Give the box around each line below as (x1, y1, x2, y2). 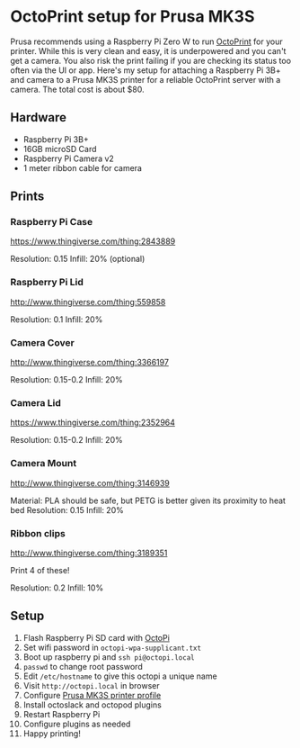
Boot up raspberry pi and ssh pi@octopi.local (22, 651, 196, 662)
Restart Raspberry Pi (22, 708, 101, 719)
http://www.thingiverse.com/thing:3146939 (10, 477, 170, 488)
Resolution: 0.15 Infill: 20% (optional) (10, 254, 146, 265)
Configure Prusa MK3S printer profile (22, 689, 162, 700)
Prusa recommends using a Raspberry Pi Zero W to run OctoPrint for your (10, 36, 283, 47)
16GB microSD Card (22, 143, 97, 154)
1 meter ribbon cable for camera (22, 162, 143, 173)
